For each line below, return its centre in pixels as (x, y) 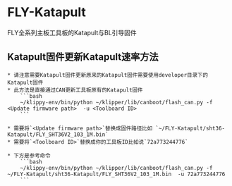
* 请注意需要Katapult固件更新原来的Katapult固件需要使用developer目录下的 (108, 75)
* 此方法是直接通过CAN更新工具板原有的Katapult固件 (75, 90)
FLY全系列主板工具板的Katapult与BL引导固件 (72, 32)
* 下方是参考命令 (29, 156)
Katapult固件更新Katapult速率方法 (83, 57)
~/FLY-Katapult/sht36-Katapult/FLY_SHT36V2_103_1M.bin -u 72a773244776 (116, 174)
